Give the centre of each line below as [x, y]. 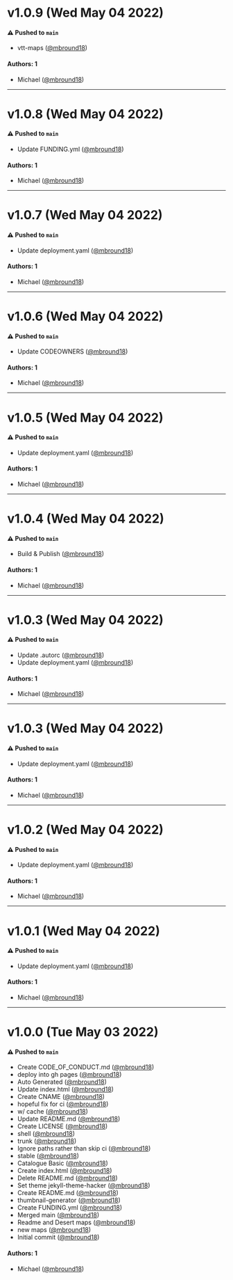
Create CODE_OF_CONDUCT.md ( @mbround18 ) [86, 1067]
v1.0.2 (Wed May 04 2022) [86, 829]
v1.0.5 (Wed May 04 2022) [85, 417]
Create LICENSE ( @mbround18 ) [62, 1126]
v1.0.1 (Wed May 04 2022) [84, 931]
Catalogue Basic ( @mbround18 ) [63, 1163]
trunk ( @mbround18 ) [47, 1141]
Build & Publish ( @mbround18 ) [61, 554]
